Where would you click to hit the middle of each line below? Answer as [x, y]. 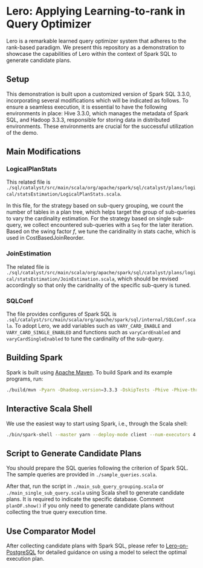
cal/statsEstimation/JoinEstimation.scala [60, 279]
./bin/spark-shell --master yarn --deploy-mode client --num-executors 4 [101, 434]
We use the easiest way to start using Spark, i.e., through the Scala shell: [97, 424]
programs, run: [25, 379]
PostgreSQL [21, 552]
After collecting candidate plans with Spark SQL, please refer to [85, 546]
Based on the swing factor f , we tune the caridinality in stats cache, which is [101, 231]
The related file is [28, 267]
